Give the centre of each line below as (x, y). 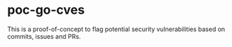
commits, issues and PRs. (44, 36)
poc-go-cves (46, 10)
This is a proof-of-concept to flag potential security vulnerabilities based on (116, 29)
